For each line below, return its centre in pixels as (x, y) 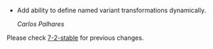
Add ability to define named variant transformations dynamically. (111, 10)
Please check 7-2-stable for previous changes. (75, 38)
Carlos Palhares (40, 24)
